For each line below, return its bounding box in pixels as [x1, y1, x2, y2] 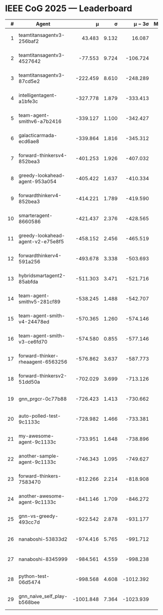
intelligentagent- [18, 92, 57, 99]
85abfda [18, 278, 38, 285]
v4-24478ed [18, 318, 49, 325]
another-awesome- [18, 493, 65, 499]
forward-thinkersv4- [18, 152, 67, 158]
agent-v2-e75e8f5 [18, 238, 64, 245]
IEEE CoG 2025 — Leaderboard [5, 3, 132, 14]
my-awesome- [18, 432, 54, 439]
